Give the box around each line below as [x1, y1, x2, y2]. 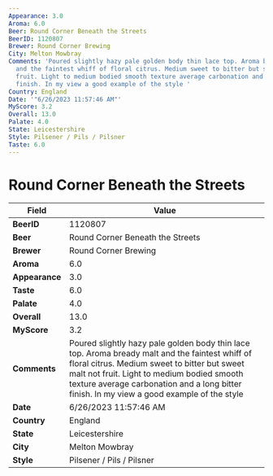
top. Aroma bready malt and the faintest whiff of [68, 347, 252, 359]
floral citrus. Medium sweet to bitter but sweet [68, 358, 245, 369]
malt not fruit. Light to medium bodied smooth [68, 368, 244, 379]
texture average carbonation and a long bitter [68, 378, 242, 390]
